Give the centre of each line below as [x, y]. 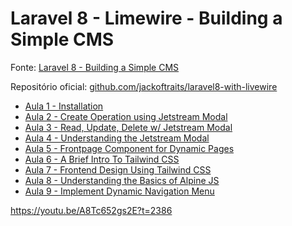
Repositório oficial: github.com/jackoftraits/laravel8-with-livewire [144, 86]
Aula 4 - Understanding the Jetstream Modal [117, 138]
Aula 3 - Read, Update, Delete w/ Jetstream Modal [128, 127]
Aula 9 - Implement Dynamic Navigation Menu [119, 191]
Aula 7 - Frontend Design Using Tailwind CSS [118, 169]
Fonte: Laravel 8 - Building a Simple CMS [95, 67]
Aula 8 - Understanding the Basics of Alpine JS [122, 180]
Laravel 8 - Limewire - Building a [146, 18]
